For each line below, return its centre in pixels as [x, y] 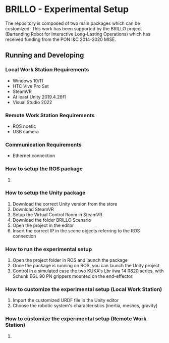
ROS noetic [24, 126]
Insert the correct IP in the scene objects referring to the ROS [76, 230]
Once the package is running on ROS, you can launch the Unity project [86, 266]
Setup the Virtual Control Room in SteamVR [57, 214]
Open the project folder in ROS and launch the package [70, 260]
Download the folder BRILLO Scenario [52, 220]
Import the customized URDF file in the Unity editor [66, 300]
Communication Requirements [43, 144]
